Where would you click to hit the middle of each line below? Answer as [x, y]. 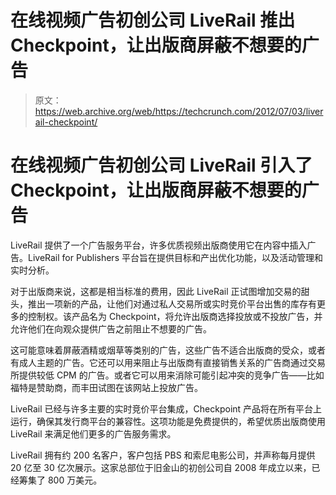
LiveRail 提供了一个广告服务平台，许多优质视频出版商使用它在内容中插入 [159, 245]
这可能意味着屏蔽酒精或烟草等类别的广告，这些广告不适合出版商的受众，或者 [168, 350]
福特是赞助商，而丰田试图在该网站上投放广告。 [106, 387]
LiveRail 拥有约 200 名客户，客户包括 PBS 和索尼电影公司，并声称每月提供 [163, 455]
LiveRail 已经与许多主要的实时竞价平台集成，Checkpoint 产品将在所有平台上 [166, 408]
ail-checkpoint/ [66, 122]
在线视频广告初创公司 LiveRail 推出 [153, 20]
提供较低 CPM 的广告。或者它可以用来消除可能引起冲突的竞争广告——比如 [171, 375]
